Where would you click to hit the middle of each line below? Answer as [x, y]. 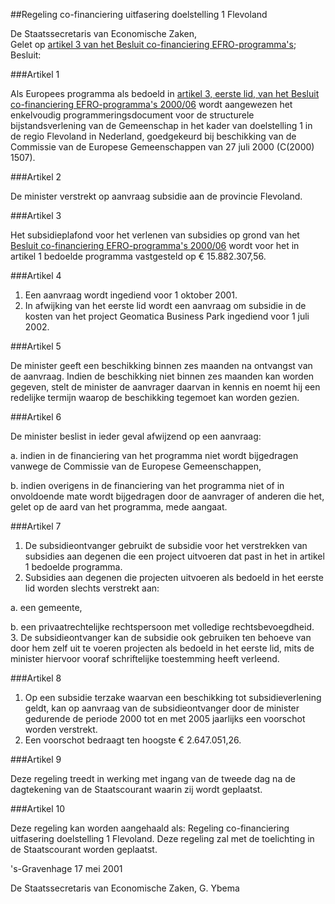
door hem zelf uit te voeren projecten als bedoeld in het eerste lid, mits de [162, 648]
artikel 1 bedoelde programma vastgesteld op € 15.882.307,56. [138, 256]
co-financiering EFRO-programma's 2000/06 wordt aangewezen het [151, 104]
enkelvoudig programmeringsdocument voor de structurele [132, 115]
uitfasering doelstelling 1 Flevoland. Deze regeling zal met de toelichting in [162, 838]
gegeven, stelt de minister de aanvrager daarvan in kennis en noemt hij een [165, 387]
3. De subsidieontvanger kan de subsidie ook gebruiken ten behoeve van [161, 637]
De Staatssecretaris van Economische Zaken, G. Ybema [125, 888]
